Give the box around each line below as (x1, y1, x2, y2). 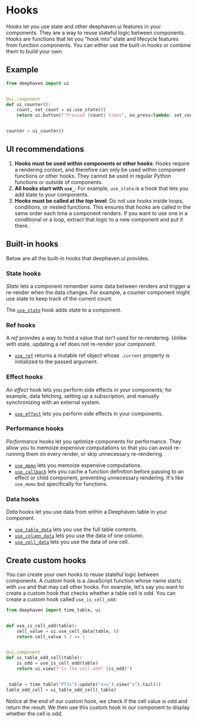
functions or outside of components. (14, 178, 103, 185)
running (6, 450, 25, 457)
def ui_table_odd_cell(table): (6, 655, 83, 661)
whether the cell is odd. (6, 710, 63, 717)
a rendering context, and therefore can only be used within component (14, 166, 186, 173)
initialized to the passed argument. (14, 358, 98, 365)
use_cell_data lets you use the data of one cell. (14, 539, 130, 546)
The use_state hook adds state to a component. (6, 306, 122, 314)
